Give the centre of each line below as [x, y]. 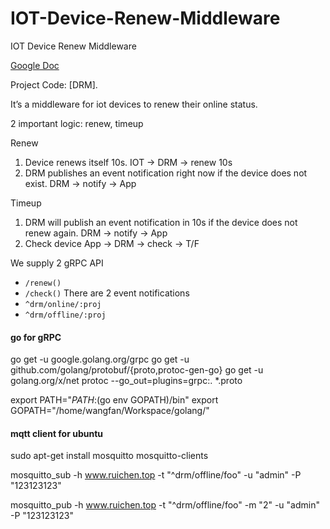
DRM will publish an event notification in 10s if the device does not [161, 222]
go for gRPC [36, 337]
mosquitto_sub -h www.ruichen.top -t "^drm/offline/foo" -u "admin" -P [156, 475]
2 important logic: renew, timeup [77, 123]
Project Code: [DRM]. [54, 84]
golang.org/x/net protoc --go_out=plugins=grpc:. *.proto [126, 381]
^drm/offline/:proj [65, 315]
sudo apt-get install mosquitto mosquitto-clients [109, 456]
